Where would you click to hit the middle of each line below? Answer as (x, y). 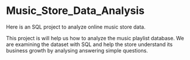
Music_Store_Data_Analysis (75, 11)
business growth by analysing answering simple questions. (77, 50)
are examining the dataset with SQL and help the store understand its (89, 44)
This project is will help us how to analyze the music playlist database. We (95, 38)
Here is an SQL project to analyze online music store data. (76, 27)
